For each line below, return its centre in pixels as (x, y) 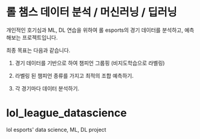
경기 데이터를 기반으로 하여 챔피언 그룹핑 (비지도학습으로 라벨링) (90, 63)
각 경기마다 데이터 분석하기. (47, 88)
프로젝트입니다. (40, 37)
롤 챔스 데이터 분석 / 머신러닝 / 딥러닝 (92, 12)
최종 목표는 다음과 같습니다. (38, 50)
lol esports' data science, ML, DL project (56, 129)
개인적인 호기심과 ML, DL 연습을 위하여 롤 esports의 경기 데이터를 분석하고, (95, 30)
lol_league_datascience (67, 113)
